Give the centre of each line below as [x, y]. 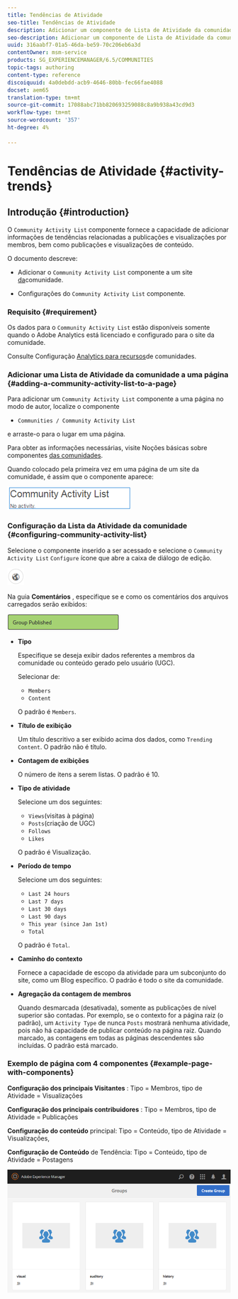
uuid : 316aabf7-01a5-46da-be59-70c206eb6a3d [74, 45]
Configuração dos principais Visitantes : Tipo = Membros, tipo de [105, 1088]
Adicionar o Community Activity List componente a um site [105, 272]
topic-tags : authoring [41, 68]
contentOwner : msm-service [47, 53]
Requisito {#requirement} [52, 311]
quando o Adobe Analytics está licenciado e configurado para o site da [111, 335]
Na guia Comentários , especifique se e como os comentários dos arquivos [118, 597]
